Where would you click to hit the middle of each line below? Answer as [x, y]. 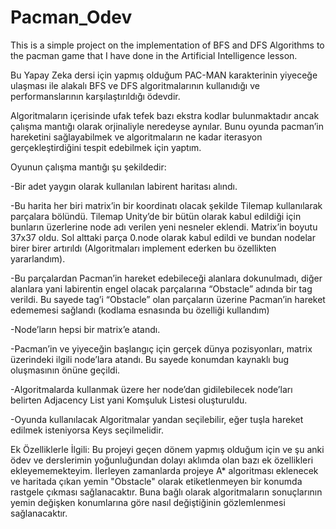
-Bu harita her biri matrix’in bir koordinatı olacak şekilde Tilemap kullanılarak [166, 205]
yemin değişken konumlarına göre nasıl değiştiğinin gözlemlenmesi [148, 502]
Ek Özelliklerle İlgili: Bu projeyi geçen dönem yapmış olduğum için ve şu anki [167, 449]
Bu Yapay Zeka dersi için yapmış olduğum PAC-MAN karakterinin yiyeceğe [164, 75]
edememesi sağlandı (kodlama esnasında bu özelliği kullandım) [140, 310]
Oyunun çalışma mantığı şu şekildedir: [88, 167]
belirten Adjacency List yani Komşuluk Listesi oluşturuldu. [129, 400]
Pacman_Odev [71, 17]
